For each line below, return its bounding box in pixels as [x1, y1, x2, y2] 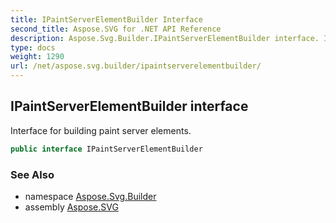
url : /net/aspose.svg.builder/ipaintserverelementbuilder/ [10, 61, 262, 71]
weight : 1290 [10, 52, 65, 62]
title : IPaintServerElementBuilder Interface [10, 14, 203, 25]
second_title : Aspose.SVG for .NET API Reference [10, 24, 222, 34]
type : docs [10, 42, 56, 53]
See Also [10, 167, 55, 181]
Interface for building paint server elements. [10, 124, 192, 136]
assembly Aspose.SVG [24, 201, 119, 213]
